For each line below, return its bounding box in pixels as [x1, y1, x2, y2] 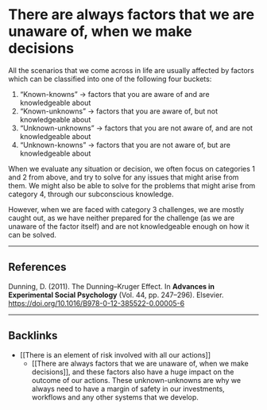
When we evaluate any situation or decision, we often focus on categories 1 [8, 164, 256, 173]
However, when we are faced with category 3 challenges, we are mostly [8, 204, 245, 214]
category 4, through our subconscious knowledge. [8, 189, 174, 199]
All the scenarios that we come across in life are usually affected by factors [8, 65, 254, 75]
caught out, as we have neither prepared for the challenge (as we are [8, 213, 235, 222]
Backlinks [8, 329, 58, 342]
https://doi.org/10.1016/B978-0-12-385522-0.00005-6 [8, 298, 185, 307]
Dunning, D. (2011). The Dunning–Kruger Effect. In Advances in [8, 281, 215, 291]
